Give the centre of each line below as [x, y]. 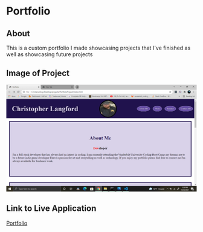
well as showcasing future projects [50, 54]
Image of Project [38, 73]
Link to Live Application [51, 209]
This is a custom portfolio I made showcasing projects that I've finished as [98, 48]
